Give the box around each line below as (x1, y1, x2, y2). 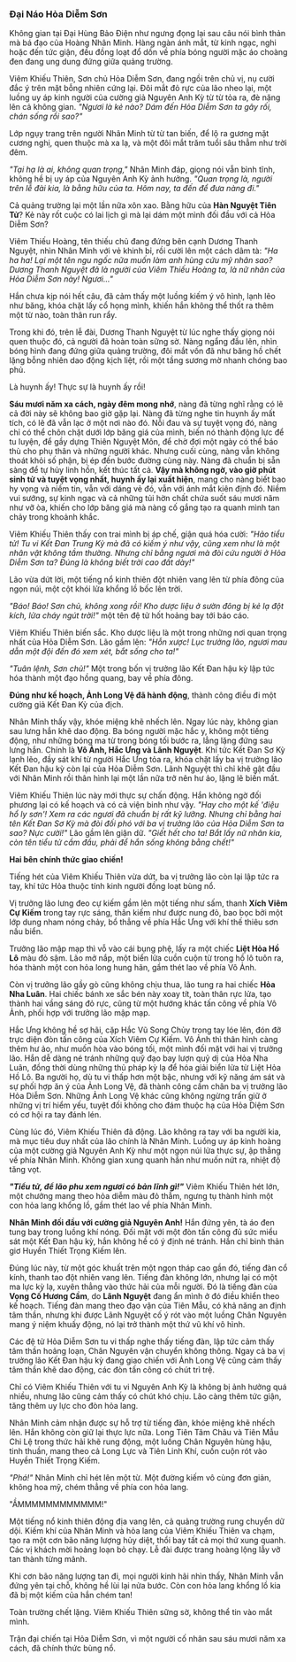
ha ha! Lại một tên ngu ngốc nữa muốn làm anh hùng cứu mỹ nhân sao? (9, 255, 273, 266)
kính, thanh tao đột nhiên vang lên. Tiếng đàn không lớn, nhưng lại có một (9, 1272, 278, 1283)
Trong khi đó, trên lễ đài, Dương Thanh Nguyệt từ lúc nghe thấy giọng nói (9, 327, 276, 337)
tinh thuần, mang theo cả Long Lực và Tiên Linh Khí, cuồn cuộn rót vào (9, 1446, 268, 1457)
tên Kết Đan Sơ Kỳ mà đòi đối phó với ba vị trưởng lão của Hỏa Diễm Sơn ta (9, 818, 285, 829)
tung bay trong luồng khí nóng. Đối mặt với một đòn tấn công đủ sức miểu (9, 1226, 278, 1238)
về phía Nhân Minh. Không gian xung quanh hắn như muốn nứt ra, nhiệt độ (9, 1155, 281, 1165)
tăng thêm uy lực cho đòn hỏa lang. (9, 1401, 139, 1411)
